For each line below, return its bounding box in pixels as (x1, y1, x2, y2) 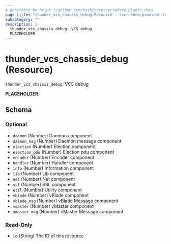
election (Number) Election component (12, 143, 96, 150)
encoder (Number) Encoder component (12, 154, 95, 160)
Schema (5, 106, 32, 114)
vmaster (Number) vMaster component (12, 203, 94, 209)
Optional (5, 121, 27, 128)
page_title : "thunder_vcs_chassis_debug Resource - (5, 12, 117, 17)
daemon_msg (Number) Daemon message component (12, 138, 122, 144)
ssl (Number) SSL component (12, 181, 76, 187)
